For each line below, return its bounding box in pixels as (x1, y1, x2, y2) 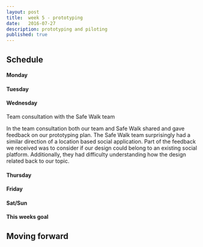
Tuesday (6, 85, 29, 92)
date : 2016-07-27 (6, 20, 56, 26)
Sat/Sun (6, 199, 27, 207)
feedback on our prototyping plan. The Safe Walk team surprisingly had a (6, 131, 191, 138)
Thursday (6, 171, 32, 179)
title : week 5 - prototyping (6, 15, 84, 21)
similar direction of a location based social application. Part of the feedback (6, 138, 196, 145)
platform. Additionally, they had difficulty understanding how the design (6, 150, 187, 158)
